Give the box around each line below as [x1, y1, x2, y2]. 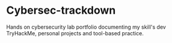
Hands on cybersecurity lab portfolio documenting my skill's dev [6, 23, 167, 30]
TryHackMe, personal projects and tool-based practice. [6, 29, 144, 36]
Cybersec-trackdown [6, 4, 116, 17]
